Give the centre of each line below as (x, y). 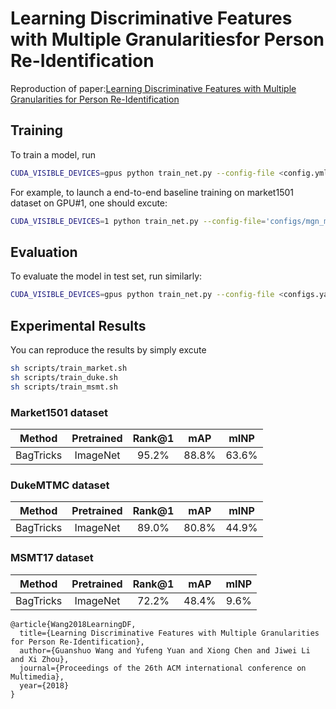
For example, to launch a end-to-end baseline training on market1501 (152, 192)
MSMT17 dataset (52, 558)
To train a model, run (53, 154)
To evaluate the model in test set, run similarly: (106, 276)
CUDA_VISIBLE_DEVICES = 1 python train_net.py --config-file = (138, 221)
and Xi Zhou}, (40, 659)
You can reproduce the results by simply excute (108, 350)
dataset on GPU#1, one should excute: (89, 203)
